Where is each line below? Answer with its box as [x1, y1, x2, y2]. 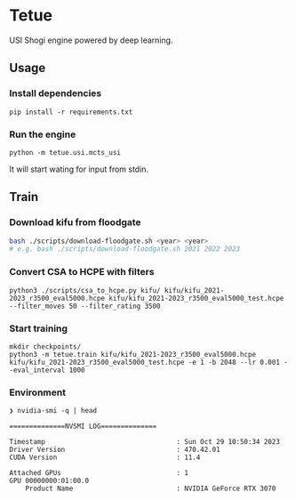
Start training [9, 322, 68, 335]
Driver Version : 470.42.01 [9, 446, 220, 455]
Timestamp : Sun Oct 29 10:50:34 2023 [9, 438, 280, 447]
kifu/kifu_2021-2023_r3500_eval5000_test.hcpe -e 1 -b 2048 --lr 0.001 [9, 358, 280, 367]
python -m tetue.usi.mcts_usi [9, 148, 122, 157]
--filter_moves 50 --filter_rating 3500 [9, 302, 162, 310]
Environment [9, 386, 67, 399]
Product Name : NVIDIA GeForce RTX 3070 [25, 484, 276, 494]
